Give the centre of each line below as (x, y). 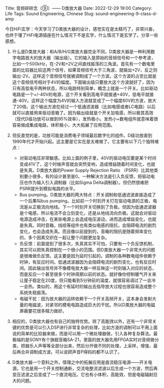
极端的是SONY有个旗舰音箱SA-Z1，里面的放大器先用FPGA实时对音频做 (83, 340)
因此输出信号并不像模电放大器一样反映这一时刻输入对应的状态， (92, 268)
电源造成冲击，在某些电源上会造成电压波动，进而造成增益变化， (83, 219)
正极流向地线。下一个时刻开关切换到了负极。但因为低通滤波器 (94, 207)
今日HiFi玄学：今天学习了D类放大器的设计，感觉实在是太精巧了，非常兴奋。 (81, 29)
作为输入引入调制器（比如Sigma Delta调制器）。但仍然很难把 (88, 183)
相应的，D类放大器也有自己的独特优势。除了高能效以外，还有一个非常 (82, 321)
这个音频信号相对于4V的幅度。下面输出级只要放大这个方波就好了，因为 (83, 82)
